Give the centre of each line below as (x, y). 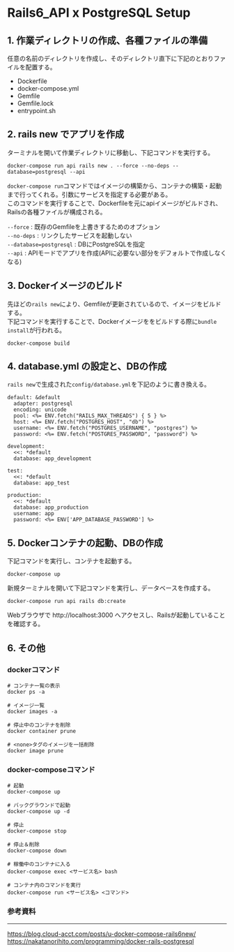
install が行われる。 (37, 330)
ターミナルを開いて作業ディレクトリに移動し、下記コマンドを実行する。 (111, 152)
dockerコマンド (34, 669)
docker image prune (36, 751)
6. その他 (26, 648)
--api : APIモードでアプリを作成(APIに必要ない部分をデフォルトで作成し (111, 253)
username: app (34, 514)
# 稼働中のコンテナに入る (39, 864)
